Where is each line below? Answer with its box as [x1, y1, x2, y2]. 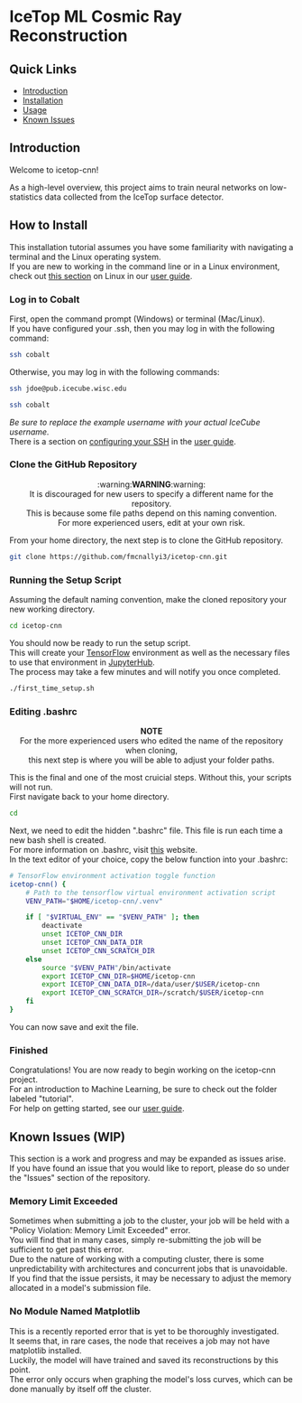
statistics [9, 192, 43, 202]
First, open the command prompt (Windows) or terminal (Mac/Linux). [9, 313, 266, 324]
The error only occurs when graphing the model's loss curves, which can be [9, 1373, 293, 1384]
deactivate [41, 921, 83, 931]
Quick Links [9, 61, 78, 77]
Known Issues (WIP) [9, 1129, 126, 1145]
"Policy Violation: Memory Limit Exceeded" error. [9, 1225, 191, 1236]
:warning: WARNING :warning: [97, 479, 206, 490]
